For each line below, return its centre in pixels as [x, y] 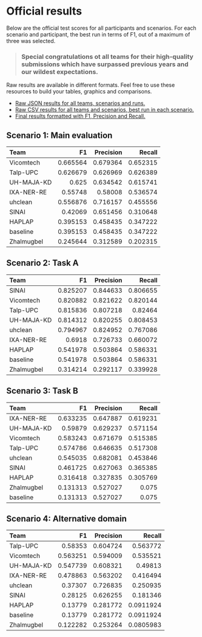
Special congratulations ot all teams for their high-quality [107, 56]
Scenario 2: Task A [42, 263]
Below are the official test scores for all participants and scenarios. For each [101, 28]
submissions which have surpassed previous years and [105, 64]
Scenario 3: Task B [42, 391]
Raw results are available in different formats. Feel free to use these [91, 85]
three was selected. [31, 41]
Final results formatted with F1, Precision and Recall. [80, 116]
